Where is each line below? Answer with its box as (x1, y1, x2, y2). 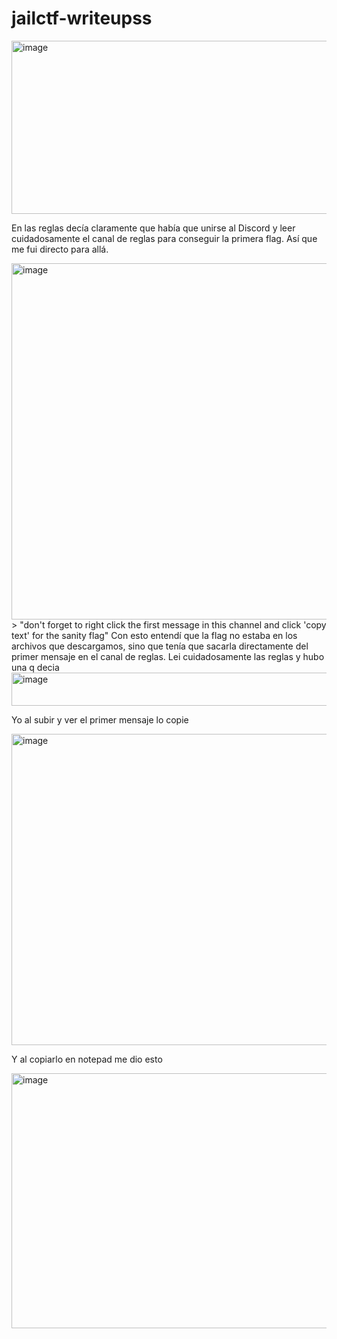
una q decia (11, 661, 60, 673)
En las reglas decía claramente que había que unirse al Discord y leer (11, 222, 296, 234)
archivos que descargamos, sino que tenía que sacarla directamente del (11, 640, 309, 652)
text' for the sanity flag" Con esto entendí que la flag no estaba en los (11, 629, 298, 641)
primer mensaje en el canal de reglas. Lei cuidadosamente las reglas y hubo (11, 650, 325, 662)
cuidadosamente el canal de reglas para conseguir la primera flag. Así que (11, 232, 318, 244)
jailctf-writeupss (11, 7, 153, 30)
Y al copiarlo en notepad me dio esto (11, 1053, 163, 1065)
